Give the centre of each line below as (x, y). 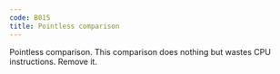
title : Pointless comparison (65, 26)
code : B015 (30, 18)
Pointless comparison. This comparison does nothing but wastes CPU (140, 51)
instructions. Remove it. (54, 61)
